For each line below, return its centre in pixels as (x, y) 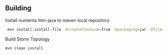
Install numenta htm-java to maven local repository (57, 20)
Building (18, 8)
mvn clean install (24, 48)
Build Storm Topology (27, 39)
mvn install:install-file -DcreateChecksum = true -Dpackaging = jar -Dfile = (86, 29)
